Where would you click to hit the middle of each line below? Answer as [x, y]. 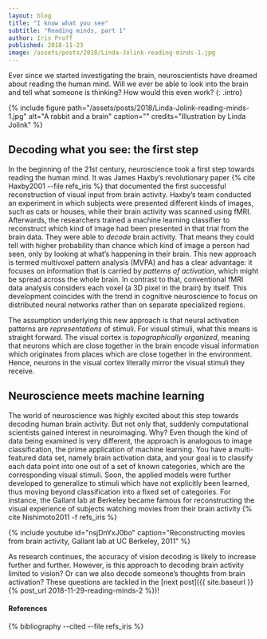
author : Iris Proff [41, 38]
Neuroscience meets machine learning [106, 396]
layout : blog [30, 16]
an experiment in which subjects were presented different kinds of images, [131, 203]
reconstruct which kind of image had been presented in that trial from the [129, 228]
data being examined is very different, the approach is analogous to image [130, 440]
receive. [22, 371]
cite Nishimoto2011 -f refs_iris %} [63, 517]
